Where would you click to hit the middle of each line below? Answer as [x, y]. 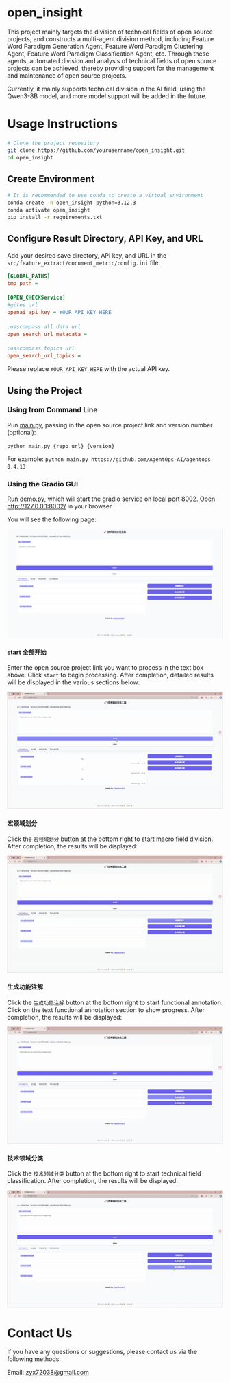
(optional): [22, 432]
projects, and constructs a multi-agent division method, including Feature [111, 38]
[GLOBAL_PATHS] [29, 276]
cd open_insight [30, 157]
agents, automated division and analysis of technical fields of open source [112, 60]
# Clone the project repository [53, 143]
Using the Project [45, 391]
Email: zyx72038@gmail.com [48, 1373]
